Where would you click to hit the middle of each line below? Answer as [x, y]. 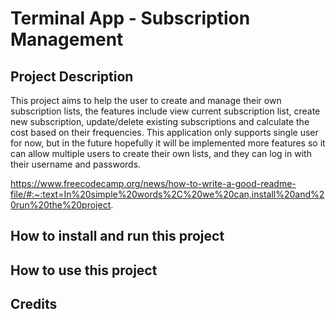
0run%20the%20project [61, 205]
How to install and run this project [117, 236]
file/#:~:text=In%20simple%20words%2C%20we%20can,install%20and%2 [167, 194]
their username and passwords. [76, 164]
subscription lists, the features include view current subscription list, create [165, 111]
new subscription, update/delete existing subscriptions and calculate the [160, 121]
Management [67, 39]
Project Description [72, 76]
